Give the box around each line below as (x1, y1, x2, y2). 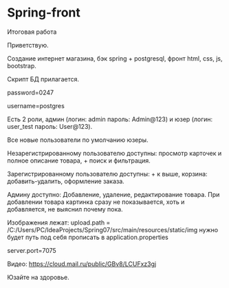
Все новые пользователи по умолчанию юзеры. (7, 136, 149, 144)
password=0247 (7, 88, 54, 96)
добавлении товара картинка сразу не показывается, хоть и (7, 198, 185, 206)
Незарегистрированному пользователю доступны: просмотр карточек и (7, 149, 222, 157)
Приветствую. (7, 41, 49, 49)
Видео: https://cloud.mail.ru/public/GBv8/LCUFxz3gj (7, 260, 157, 268)
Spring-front (7, 5, 81, 21)
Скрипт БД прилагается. (7, 74, 80, 83)
